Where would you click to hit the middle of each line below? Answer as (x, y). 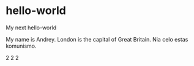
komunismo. (21, 46)
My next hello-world (31, 28)
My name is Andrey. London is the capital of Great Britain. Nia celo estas (97, 39)
